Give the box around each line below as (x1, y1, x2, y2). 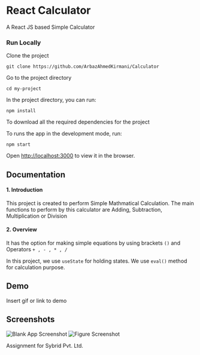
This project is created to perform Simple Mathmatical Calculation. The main (6, 199, 195, 207)
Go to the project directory (6, 74, 72, 82)
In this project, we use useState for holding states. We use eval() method (6, 257, 187, 264)
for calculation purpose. (6, 264, 65, 271)
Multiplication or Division (6, 212, 68, 219)
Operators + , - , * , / (6, 246, 68, 253)
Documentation (6, 169, 66, 180)
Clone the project (6, 52, 49, 59)
